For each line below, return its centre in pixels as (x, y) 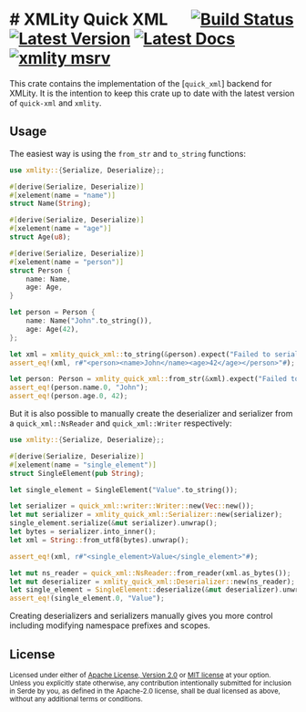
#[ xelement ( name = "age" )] (61, 229)
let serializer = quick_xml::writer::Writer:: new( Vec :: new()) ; (132, 506)
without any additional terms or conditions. (76, 699)
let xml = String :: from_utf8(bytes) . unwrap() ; (99, 540)
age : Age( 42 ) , (52, 329)
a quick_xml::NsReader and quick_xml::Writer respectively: (121, 423)
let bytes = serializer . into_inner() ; (83, 531)
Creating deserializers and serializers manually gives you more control (141, 616)
